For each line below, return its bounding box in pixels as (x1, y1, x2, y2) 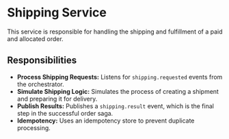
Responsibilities (7, 55, 77, 66)
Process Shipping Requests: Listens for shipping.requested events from (16, 73, 223, 81)
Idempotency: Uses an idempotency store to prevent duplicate (16, 116, 195, 125)
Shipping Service (7, 5, 107, 21)
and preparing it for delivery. (16, 94, 98, 103)
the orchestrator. (16, 80, 64, 88)
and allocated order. (7, 34, 64, 42)
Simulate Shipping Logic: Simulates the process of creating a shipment (16, 87, 219, 95)
